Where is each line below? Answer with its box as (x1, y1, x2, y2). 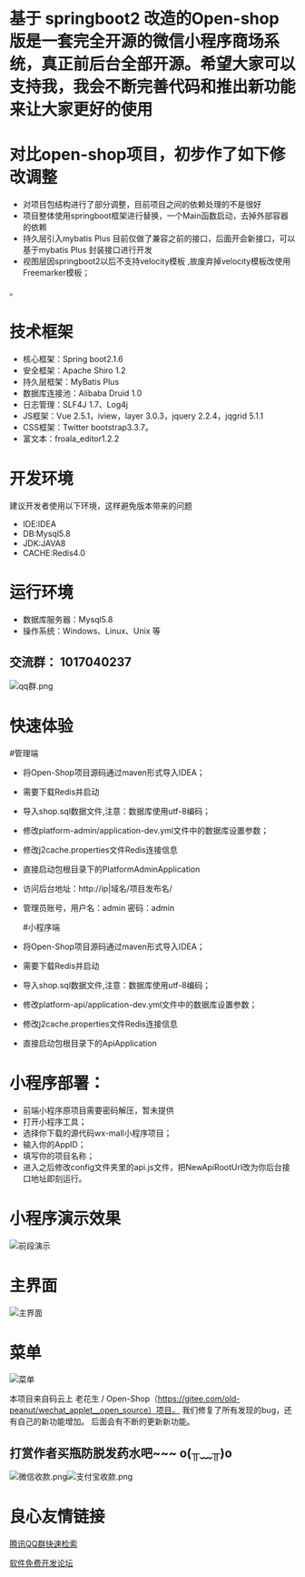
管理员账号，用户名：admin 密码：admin (22, 902, 175, 913)
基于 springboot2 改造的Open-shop (9, 8, 280, 29)
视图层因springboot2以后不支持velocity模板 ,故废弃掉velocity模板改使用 (22, 256, 291, 267)
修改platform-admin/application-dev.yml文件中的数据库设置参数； (22, 824, 270, 835)
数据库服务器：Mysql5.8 (22, 613, 113, 624)
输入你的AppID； (22, 1138, 86, 1149)
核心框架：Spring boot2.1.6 (22, 354, 124, 365)
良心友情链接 (9, 1507, 106, 1527)
